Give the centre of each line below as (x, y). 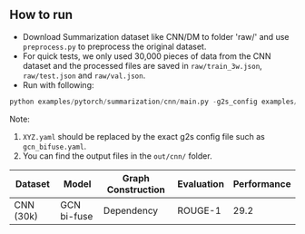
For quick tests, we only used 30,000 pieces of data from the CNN (147, 56)
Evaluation (201, 183)
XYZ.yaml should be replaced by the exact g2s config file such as (143, 136)
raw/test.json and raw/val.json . (84, 75)
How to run (41, 15)
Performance (262, 183)
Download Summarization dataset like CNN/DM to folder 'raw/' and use (156, 36)
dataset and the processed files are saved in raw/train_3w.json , (143, 65)
